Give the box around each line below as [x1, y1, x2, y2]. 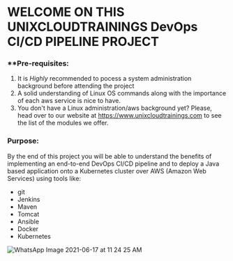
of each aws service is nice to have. [17, 97, 121, 105]
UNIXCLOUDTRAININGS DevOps [7, 19, 198, 35]
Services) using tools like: [7, 174, 82, 182]
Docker [17, 224, 39, 233]
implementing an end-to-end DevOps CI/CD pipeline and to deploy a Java [7, 159, 220, 168]
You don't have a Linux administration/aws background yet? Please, [17, 104, 213, 112]
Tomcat [17, 209, 40, 218]
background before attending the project [17, 81, 135, 90]
